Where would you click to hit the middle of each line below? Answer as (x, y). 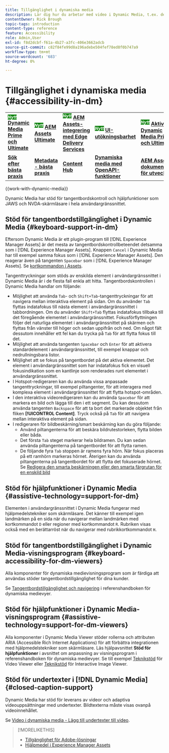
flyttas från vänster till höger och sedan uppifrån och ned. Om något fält (87, 328)
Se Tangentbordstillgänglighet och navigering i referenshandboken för (78, 588)
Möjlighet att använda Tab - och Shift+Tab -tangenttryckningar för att (83, 296)
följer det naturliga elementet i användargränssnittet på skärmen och (83, 323)
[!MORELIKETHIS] (36, 730)
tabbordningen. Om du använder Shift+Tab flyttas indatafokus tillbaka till (88, 312)
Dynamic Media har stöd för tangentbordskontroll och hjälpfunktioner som (82, 198)
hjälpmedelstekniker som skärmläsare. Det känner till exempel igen (74, 514)
